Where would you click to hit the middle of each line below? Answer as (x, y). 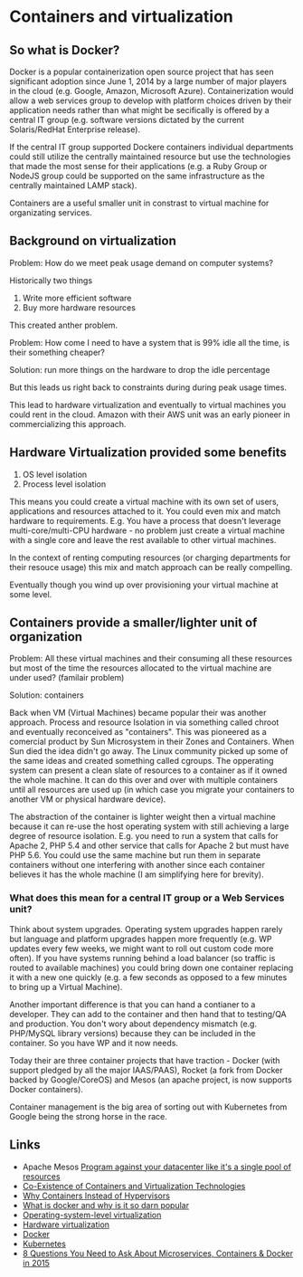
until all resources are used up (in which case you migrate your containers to (152, 790)
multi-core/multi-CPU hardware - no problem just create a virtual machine (147, 530)
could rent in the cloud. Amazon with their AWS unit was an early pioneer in (150, 415)
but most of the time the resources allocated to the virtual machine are (141, 668)
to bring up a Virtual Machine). (66, 986)
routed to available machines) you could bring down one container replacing (151, 967)
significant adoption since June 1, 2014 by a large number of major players (148, 81)
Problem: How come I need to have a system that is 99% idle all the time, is (150, 342)
